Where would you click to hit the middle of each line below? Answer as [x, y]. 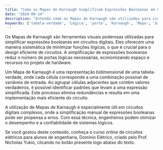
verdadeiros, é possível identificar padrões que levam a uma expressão [76, 87]
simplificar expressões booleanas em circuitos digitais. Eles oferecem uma [80, 42]
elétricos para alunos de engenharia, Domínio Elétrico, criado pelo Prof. [76, 137]
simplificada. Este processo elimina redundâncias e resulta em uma [72, 93]
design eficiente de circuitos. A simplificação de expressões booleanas [76, 52]
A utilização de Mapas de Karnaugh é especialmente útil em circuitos [74, 107]
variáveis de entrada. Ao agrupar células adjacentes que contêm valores [77, 83]
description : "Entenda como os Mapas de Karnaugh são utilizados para [78, 18]
